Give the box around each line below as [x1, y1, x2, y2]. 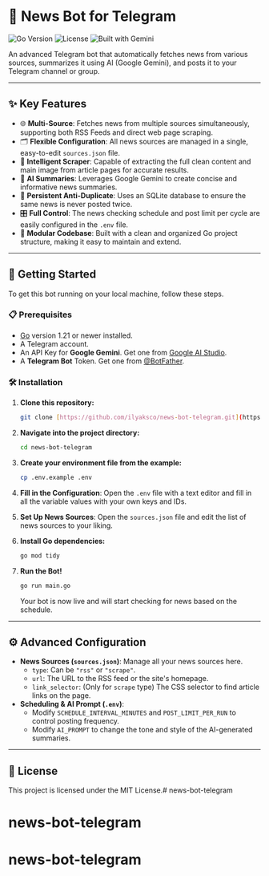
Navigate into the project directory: [19, 428, 140, 438]
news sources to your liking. [19, 521, 114, 530]
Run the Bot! [19, 566, 62, 576]
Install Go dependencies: [19, 536, 106, 545]
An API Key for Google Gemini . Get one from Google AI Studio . [19, 347, 227, 357]
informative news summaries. [19, 182, 118, 192]
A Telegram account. [19, 339, 90, 348]
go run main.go [19, 582, 71, 590]
